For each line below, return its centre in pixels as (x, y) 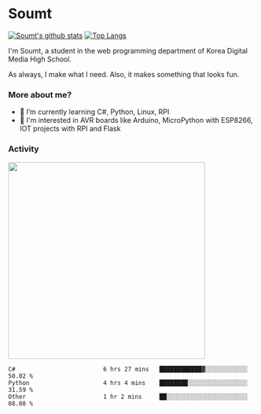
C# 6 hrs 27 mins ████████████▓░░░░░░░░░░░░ (128, 369)
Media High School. (40, 59)
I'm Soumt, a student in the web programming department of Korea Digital (128, 50)
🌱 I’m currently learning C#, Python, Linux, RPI (94, 112)
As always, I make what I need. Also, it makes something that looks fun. (124, 74)
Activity (24, 149)
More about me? (40, 94)
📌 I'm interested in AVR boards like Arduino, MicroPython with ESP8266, (136, 120)
